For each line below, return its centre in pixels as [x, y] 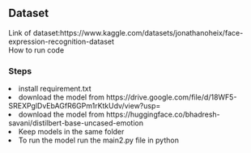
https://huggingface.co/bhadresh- [163, 115]
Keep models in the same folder [72, 132]
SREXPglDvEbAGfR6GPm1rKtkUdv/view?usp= [85, 106]
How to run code [36, 50]
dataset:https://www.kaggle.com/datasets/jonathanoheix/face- [138, 32]
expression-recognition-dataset [62, 41]
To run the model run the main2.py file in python [99, 140]
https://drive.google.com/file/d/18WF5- [172, 97]
